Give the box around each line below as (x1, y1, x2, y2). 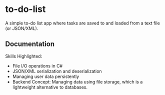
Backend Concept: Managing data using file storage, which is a (12, 78, 143, 84)
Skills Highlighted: (5, 53, 42, 59)
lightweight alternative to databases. (12, 84, 87, 90)
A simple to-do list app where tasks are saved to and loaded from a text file (5, 20, 160, 26)
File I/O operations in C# (12, 62, 63, 68)
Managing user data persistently (12, 73, 79, 79)
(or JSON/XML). (5, 25, 38, 31)
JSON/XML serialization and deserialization (12, 68, 102, 74)
